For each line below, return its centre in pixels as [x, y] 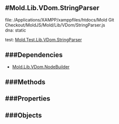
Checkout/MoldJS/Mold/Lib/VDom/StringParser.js [55, 25]
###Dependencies [34, 55]
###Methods [25, 82]
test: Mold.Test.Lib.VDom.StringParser [43, 40]
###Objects [24, 115]
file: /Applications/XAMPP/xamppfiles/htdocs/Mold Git [60, 20]
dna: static [16, 30]
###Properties [28, 99]
